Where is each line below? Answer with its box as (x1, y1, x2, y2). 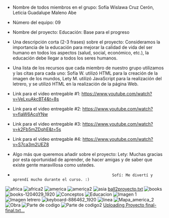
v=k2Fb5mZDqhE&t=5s (12, 126, 62, 132)
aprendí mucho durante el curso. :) (12, 177, 90, 182)
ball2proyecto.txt (107, 186, 143, 192)
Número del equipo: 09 (12, 20, 61, 25)
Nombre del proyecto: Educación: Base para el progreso (12, 29, 130, 35)
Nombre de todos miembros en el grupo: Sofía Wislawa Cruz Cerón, (12, 5, 154, 10)
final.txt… (5, 207, 25, 213)
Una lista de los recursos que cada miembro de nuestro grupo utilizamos (12, 65, 164, 71)
